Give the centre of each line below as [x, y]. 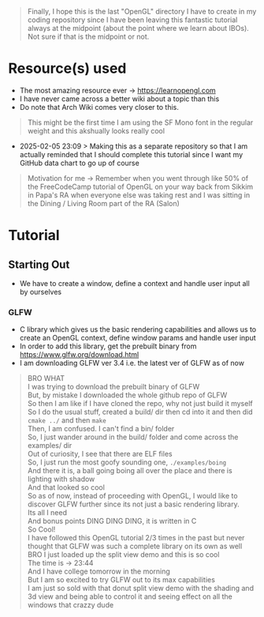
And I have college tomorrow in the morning [99, 571]
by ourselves [41, 292]
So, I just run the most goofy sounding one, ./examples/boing [127, 462]
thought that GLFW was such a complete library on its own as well [135, 546]
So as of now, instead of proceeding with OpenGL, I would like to [132, 496]
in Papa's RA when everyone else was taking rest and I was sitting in [139, 195]
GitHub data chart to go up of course [79, 163]
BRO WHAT [46, 378]
